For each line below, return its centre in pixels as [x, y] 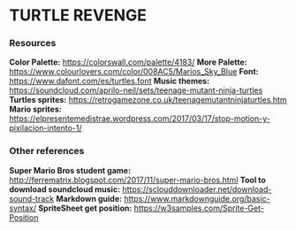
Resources [33, 43]
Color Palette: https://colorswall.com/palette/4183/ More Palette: [128, 62]
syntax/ [23, 208]
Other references [47, 151]
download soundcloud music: [65, 189]
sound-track [32, 198]
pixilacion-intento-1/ [46, 128]
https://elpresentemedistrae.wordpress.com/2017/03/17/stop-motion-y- [140, 119]
